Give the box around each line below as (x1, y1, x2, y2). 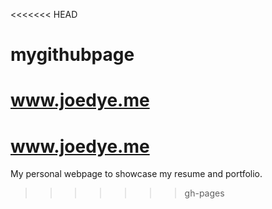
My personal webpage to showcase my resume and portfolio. (10, 168, 263, 180)
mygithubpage (10, 44, 135, 66)
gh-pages (184, 187, 225, 199)
